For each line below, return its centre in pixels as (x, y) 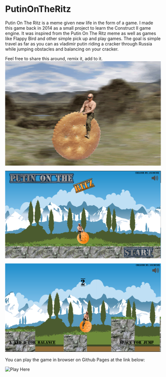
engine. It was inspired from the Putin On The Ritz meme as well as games (81, 33)
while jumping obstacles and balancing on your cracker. (62, 49)
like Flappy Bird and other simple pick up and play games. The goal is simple (83, 39)
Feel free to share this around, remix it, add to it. (54, 58)
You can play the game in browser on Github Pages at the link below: (75, 360)
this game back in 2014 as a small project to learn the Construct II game (78, 28)
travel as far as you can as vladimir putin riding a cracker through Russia (79, 43)
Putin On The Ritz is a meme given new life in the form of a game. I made (79, 23)
